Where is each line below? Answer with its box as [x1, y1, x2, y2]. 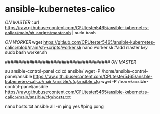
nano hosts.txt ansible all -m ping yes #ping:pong [5, 103, 104, 109]
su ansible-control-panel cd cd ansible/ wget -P [5, 68, 101, 74]
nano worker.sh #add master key [82, 44, 148, 50]
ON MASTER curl [5, 19, 39, 25]
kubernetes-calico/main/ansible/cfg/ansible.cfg [5, 79, 100, 84]
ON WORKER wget [5, 39, 43, 45]
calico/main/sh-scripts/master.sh [5, 30, 71, 35]
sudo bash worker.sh [5, 49, 47, 55]
